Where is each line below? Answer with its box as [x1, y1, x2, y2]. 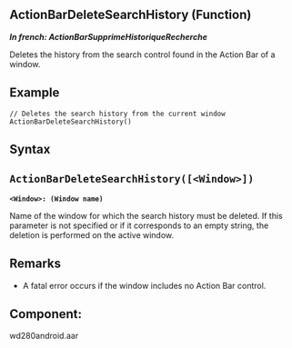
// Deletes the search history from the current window [9, 109, 226, 118]
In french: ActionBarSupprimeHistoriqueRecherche [9, 31, 207, 42]
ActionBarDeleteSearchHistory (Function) [9, 7, 252, 23]
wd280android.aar [9, 331, 79, 342]
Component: [9, 306, 83, 322]
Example [9, 85, 60, 101]
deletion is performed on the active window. [9, 229, 175, 240]
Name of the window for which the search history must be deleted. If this [9, 210, 284, 221]
